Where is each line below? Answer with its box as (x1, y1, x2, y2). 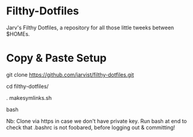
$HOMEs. (6, 30, 30, 37)
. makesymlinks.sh (6, 94, 52, 101)
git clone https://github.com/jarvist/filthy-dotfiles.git (6, 71, 134, 78)
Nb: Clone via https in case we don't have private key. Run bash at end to (6, 117, 187, 124)
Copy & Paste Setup (6, 51, 107, 65)
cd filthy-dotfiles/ (6, 83, 49, 90)
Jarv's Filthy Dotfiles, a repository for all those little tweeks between (6, 24, 174, 31)
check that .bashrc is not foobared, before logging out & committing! (6, 124, 176, 131)
